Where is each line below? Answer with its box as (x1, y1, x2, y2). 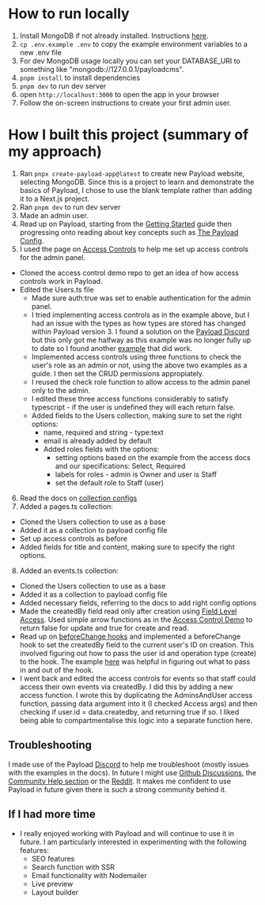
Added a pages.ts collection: (19, 501, 113, 511)
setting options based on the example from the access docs (55, 452, 251, 462)
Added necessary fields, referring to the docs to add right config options (19, 598, 257, 607)
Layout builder (31, 887, 79, 897)
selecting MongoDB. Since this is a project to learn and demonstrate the (19, 177, 255, 187)
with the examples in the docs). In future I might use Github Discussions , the (8, 767, 257, 777)
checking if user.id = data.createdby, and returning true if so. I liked (19, 707, 240, 716)
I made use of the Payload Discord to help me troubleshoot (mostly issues (8, 760, 249, 769)
